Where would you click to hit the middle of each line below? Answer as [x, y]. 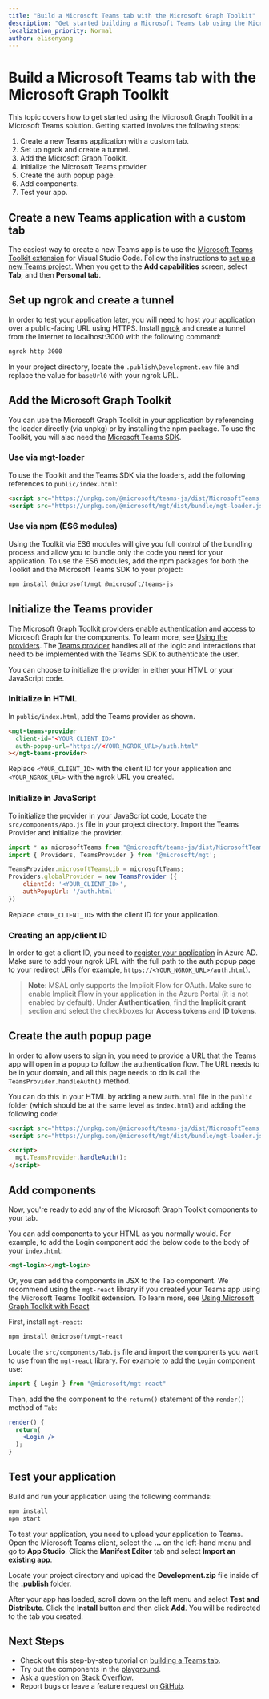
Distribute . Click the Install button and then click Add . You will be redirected [134, 1608]
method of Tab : [33, 1407]
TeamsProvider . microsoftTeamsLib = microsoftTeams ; [96, 869]
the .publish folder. [40, 1583]
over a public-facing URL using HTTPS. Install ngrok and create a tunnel [127, 328]
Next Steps [36, 1641]
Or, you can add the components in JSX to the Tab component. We [118, 1280]
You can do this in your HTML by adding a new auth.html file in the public [130, 1096]
